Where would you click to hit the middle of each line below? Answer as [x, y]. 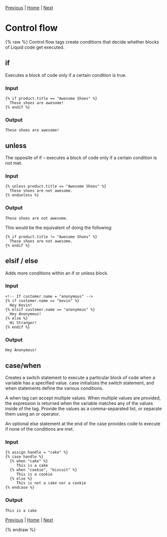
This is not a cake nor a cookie [51, 483]
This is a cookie [34, 474]
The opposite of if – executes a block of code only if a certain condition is [81, 158]
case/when [23, 366]
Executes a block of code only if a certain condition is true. [66, 75]
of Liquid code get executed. [35, 47]
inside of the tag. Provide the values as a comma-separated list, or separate [83, 409]
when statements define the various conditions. [54, 388]
